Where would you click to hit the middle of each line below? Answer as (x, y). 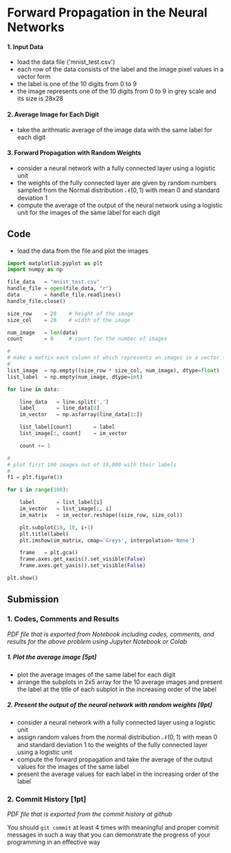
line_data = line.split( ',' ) (64, 402)
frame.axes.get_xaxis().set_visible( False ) (83, 559)
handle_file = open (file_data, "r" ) (59, 288)
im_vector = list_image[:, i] (66, 509)
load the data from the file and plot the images (82, 251)
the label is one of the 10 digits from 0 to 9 (77, 84)
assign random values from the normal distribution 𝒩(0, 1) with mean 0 (117, 737)
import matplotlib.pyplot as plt (55, 263)
